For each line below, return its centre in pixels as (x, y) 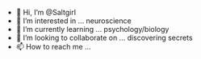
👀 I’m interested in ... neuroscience (73, 21)
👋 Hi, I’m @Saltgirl (46, 12)
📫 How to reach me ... (53, 47)
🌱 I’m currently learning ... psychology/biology (92, 29)
